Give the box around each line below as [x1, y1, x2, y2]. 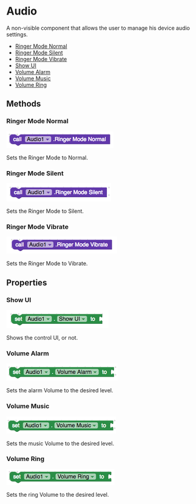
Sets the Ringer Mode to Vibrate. [6, 260, 88, 267]
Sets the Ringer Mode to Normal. [6, 153, 88, 161]
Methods [6, 99, 41, 109]
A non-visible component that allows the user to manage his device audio [6, 24, 190, 32]
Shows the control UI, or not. [6, 334, 78, 341]
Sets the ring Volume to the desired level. [6, 491, 109, 498]
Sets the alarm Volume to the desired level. [6, 387, 113, 394]
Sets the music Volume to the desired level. [6, 440, 114, 447]
